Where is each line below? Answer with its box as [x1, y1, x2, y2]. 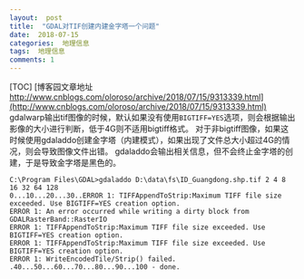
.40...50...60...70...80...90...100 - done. [9, 263, 181, 272]
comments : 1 [9, 55, 54, 64]
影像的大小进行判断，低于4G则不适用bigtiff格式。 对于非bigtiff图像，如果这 [9, 123, 289, 134]
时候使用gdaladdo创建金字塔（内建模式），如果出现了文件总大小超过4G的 [9, 135, 283, 145]
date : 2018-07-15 [9, 30, 79, 39]
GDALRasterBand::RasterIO [9, 215, 107, 224]
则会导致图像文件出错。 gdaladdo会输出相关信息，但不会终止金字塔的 [25, 146, 286, 157]
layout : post [9, 13, 64, 23]
